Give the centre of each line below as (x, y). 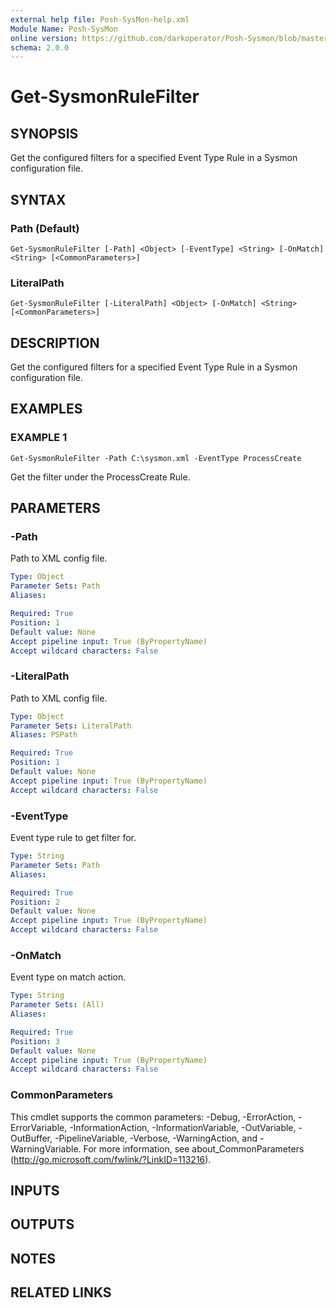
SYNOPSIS (44, 133)
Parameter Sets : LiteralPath (71, 726)
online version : (44, 38)
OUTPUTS (42, 1224)
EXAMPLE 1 (39, 438)
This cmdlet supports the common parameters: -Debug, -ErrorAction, (153, 1117)
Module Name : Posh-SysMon (64, 29)
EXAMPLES (46, 409)
